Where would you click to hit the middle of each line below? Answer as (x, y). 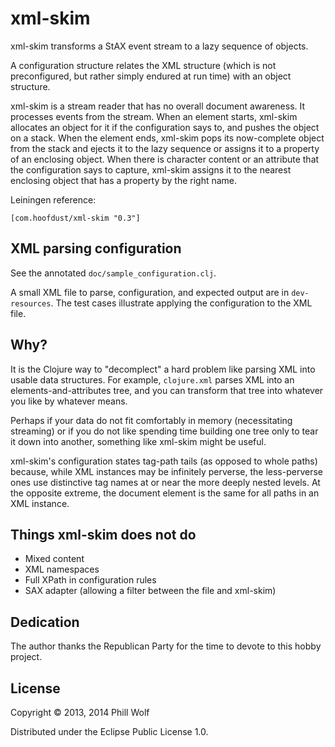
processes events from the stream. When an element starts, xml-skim (154, 116)
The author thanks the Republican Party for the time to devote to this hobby (166, 646)
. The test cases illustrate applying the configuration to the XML (181, 303)
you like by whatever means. (69, 401)
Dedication (45, 622)
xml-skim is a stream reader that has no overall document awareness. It (158, 106)
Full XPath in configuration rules (90, 580)
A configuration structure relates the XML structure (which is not (143, 65)
